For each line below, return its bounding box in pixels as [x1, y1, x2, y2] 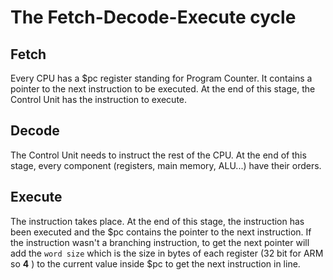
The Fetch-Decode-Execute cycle [10, 6, 297, 29]
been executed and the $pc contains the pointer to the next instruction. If [10, 226, 312, 238]
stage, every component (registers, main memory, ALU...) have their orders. [10, 159, 322, 171]
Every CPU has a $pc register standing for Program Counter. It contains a [10, 72, 313, 84]
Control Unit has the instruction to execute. [10, 94, 188, 105]
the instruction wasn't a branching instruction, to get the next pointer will [10, 236, 310, 248]
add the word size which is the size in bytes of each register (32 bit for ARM [10, 247, 324, 259]
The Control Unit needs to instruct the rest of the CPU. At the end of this [10, 149, 307, 161]
